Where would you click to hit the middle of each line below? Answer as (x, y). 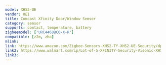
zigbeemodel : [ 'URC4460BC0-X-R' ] (40, 32)
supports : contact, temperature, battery (48, 28)
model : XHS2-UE (21, 10)
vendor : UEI (17, 14)
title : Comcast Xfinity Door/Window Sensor (51, 19)
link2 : (12, 50)
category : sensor (23, 23)
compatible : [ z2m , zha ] (30, 37)
